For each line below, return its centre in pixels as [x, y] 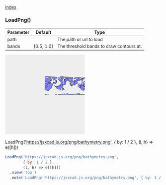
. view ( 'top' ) [23, 173]
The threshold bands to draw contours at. [100, 46]
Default [43, 32]
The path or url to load [80, 40]
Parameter [18, 32]
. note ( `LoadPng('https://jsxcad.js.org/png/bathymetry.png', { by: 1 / [85, 178]
